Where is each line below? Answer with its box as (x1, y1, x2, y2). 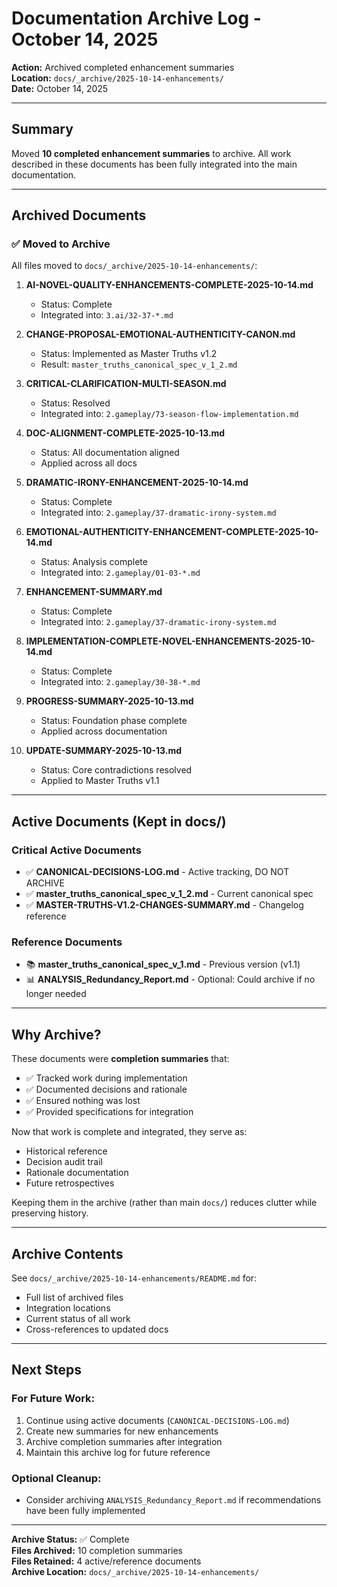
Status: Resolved (40, 397, 111, 409)
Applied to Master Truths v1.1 (40, 775, 160, 787)
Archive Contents (11, 1245, 124, 1262)
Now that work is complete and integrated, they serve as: (11, 1126, 248, 1138)
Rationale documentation (25, 1167, 129, 1179)
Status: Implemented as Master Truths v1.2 (40, 348, 218, 360)
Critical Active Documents (11, 843, 142, 857)
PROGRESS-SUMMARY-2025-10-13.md (25, 695, 194, 707)
